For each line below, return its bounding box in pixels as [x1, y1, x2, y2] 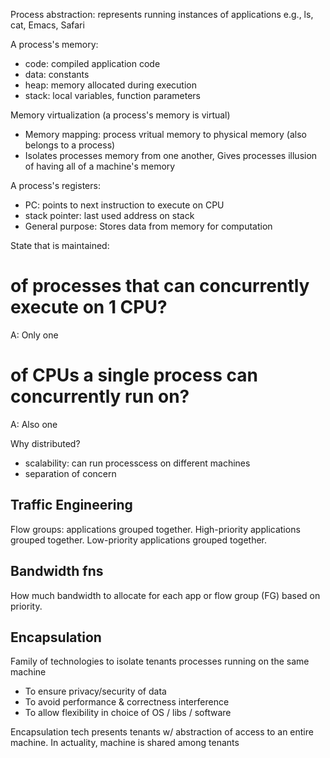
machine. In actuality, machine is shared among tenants [10, 737, 240, 749]
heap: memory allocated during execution [24, 79, 197, 91]
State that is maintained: [10, 240, 110, 251]
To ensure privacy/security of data [24, 685, 167, 698]
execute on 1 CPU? [10, 296, 168, 319]
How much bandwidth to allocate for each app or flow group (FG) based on [10, 589, 321, 601]
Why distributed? [10, 437, 81, 449]
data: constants [24, 69, 90, 80]
